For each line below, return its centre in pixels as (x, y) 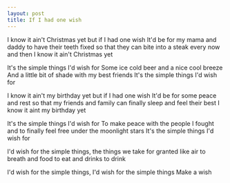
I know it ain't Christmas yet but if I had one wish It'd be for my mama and (112, 39)
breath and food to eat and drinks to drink (67, 158)
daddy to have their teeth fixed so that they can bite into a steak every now (114, 47)
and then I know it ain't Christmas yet (60, 54)
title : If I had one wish (44, 20)
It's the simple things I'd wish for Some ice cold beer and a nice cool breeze (115, 67)
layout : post (26, 13)
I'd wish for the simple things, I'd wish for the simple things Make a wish (109, 172)
